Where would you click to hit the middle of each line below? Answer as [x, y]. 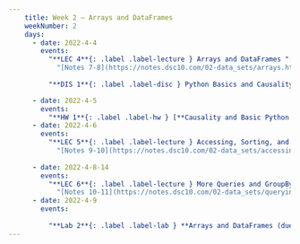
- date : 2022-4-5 [64, 100]
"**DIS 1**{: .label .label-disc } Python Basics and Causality [171, 84]
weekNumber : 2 [51, 26]
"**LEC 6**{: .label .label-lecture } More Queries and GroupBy [171, 184]
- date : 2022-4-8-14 [70, 167]
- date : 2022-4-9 [64, 201]
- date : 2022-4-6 [64, 126]
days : [35, 34]
